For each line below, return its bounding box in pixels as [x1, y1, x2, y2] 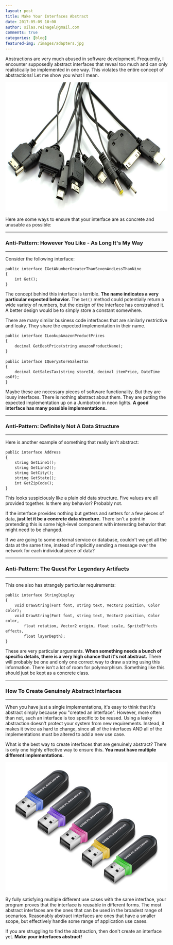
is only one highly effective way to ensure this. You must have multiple [5, 747, 157, 753]
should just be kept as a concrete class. [5, 670, 90, 676]
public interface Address [5, 450, 61, 455]
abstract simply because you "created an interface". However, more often [5, 709, 161, 715]
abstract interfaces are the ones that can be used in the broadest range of [5, 907, 163, 914]
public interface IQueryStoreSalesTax [5, 359, 89, 364]
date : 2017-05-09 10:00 [5, 19, 57, 24]
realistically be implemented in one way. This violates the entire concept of [5, 66, 164, 73]
